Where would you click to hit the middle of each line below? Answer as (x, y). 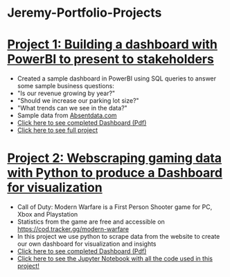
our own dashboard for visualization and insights (87, 244)
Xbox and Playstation (47, 215)
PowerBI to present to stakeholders (111, 59)
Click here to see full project (57, 131)
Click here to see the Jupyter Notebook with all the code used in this (115, 259)
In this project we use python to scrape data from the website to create (118, 237)
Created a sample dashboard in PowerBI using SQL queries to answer (117, 78)
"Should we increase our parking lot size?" (78, 101)
